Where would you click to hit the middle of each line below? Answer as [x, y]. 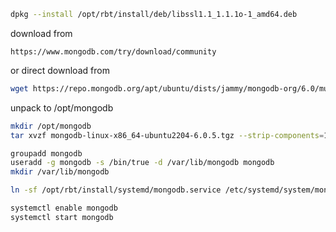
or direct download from [60, 70]
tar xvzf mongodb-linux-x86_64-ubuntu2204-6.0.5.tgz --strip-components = [167, 135]
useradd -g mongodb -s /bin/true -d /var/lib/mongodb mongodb [142, 163]
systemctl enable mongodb [64, 208]
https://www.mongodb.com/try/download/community [113, 51]
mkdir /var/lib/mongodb [60, 172]
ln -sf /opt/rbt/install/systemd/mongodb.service [116, 190]
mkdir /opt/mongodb [51, 126]
